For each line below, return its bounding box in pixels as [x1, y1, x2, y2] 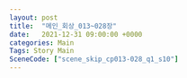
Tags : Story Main [9, 47, 75, 56]
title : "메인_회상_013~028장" [9, 22, 117, 30]
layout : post [9, 13, 58, 22]
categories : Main [9, 38, 75, 48]
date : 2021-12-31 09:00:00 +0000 [9, 30, 143, 39]
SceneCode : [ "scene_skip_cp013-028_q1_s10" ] [9, 55, 179, 64]
